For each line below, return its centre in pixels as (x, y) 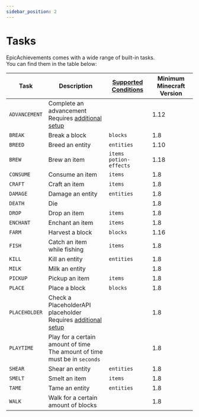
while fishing (66, 249)
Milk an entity (67, 269)
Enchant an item (71, 222)
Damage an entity (73, 193)
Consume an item (73, 174)
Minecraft (171, 85)
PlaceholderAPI (70, 305)
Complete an (66, 103)
